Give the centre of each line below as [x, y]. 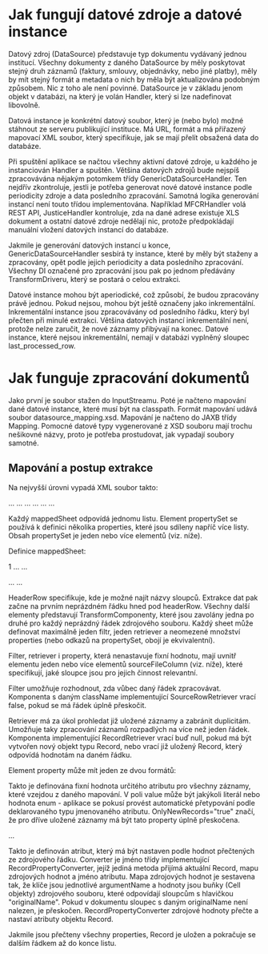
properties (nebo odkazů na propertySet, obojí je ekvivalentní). [112, 640]
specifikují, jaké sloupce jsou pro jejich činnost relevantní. [103, 672]
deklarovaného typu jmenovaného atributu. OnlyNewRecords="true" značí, [132, 811]
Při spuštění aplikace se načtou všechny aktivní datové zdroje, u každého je [133, 161]
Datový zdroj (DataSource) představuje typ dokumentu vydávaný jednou [128, 54]
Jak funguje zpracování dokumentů [129, 378]
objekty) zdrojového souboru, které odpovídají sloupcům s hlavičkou [121, 893]
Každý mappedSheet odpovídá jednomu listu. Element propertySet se [123, 518]
